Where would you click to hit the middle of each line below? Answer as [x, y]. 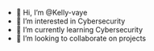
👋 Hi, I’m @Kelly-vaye [52, 13]
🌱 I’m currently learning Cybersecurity [79, 30]
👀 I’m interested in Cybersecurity [71, 21]
